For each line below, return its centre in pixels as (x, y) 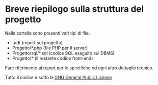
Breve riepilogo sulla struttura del (74, 9)
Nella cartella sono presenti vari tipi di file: (48, 33)
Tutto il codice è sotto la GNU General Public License (58, 77)
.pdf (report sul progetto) (37, 42)
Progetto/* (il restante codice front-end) (53, 58)
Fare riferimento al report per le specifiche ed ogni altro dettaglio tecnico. (79, 68)
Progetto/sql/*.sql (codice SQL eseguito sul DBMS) (63, 53)
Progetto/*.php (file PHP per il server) (50, 48)
